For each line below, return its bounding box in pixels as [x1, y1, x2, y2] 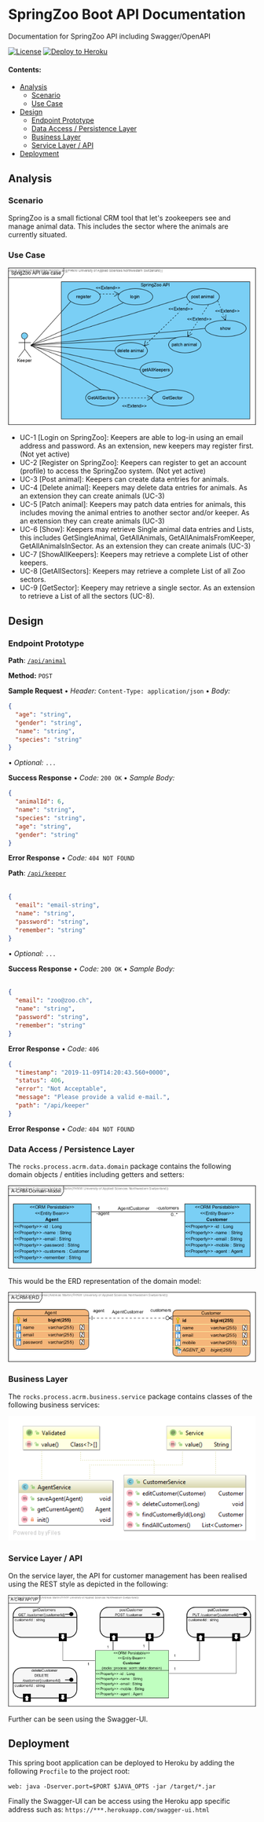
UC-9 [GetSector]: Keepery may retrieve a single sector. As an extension [19, 583, 255, 592]
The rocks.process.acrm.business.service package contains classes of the [8, 1391, 253, 1401]
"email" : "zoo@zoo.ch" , [15, 996, 93, 1005]
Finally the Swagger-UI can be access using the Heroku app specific [8, 1796, 230, 1806]
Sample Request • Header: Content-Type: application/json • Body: [8, 686, 230, 696]
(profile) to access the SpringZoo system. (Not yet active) [19, 466, 206, 476]
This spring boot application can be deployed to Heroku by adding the [8, 1758, 235, 1767]
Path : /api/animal [8, 656, 67, 665]
